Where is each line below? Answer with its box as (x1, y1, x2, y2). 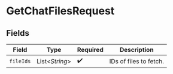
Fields (6, 28, 30, 38)
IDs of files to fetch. (109, 57, 165, 65)
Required (77, 46, 104, 54)
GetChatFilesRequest (6, 4, 115, 18)
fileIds (9, 58, 31, 64)
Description (119, 46, 154, 54)
